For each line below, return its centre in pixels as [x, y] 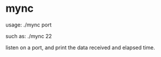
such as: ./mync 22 [29, 36]
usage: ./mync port [29, 25]
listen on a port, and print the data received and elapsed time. [80, 47]
